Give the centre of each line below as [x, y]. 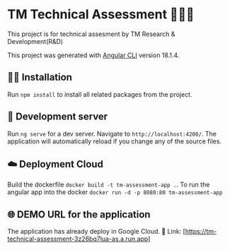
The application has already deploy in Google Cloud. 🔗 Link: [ [96, 232]
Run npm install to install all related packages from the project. [100, 94]
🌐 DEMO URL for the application [79, 214]
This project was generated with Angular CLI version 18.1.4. [93, 55]
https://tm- [201, 232]
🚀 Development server [58, 117]
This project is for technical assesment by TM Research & [91, 34]
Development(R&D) [35, 41]
